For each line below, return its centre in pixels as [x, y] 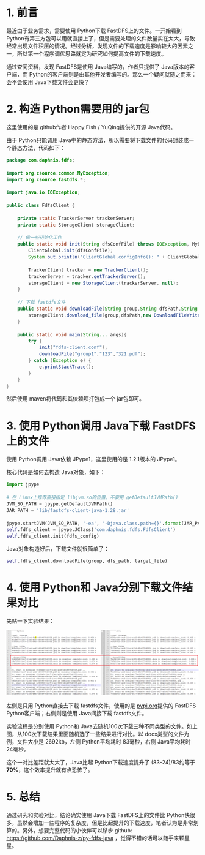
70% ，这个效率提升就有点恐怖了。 [50, 770]
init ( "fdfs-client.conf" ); [73, 348]
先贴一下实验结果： [31, 621]
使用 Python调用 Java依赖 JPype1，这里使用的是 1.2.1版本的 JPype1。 [93, 459]
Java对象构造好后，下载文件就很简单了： [58, 549]
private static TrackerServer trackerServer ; [76, 218]
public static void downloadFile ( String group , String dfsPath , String [108, 309]
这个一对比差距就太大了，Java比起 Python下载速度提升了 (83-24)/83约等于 [101, 763]
